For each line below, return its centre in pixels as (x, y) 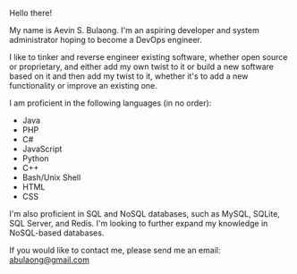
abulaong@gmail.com (49, 260)
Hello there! (30, 13)
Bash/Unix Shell (51, 177)
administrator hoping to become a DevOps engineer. (106, 40)
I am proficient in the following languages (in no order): (110, 103)
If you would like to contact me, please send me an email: (115, 250)
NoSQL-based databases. (57, 233)
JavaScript (42, 149)
